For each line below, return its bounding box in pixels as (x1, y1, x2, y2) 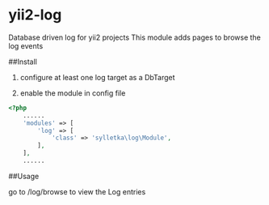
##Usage (8, 171, 40, 181)
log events (8, 41, 44, 50)
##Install (8, 57, 38, 66)
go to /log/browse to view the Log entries (8, 186, 146, 196)
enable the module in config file (19, 88, 126, 98)
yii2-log (8, 6, 62, 24)
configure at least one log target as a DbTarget (19, 72, 175, 82)
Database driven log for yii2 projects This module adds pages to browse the (8, 32, 261, 42)
